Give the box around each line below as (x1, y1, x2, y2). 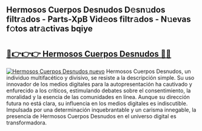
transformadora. (6, 119, 47, 126)
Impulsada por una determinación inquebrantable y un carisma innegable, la (6, 106, 197, 113)
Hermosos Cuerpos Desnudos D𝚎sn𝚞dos (6, 5, 166, 15)
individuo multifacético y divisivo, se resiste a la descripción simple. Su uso (6, 74, 195, 81)
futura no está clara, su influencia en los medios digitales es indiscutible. (6, 100, 188, 107)
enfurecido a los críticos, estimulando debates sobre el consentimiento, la (6, 87, 191, 94)
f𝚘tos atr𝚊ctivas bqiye (6, 24, 93, 34)
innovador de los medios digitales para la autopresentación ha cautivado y (6, 81, 192, 88)
